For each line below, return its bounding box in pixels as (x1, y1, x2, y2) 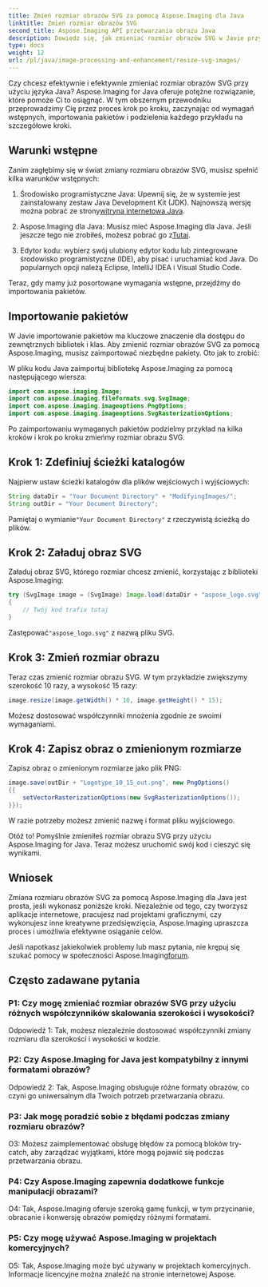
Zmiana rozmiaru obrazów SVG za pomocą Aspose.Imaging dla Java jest (8, 892, 247, 902)
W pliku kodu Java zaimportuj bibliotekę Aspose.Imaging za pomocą (8, 363, 233, 373)
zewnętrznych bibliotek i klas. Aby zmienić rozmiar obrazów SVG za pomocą (8, 339, 260, 349)
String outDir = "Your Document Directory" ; (8, 500, 159, 508)
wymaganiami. (8, 719, 57, 728)
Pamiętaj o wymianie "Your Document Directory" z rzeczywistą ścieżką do (8, 514, 250, 524)
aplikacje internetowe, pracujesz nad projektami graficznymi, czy (8, 909, 222, 919)
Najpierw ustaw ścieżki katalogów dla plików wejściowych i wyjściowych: (8, 476, 250, 486)
